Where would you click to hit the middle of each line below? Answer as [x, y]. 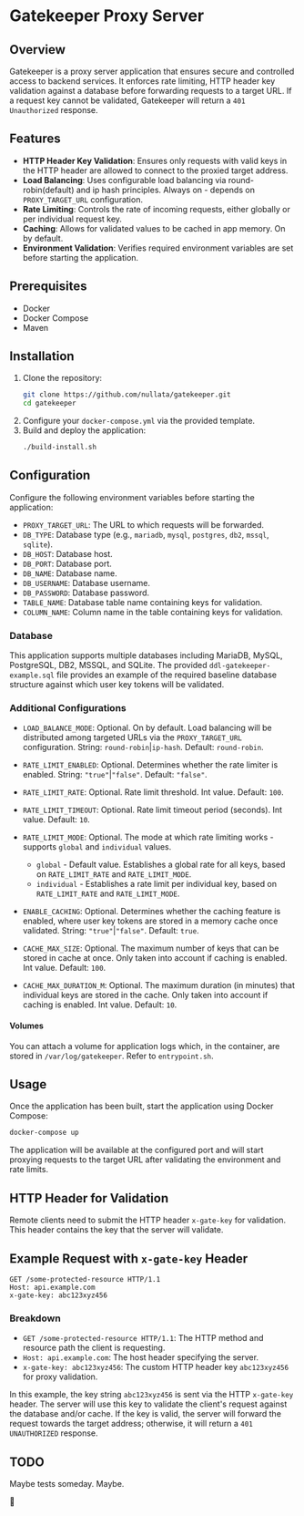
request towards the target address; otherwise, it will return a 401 [131, 1424]
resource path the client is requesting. [94, 1348]
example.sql [32, 675]
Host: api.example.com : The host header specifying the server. [141, 1357]
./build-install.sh [60, 448]
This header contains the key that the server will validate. [117, 1230]
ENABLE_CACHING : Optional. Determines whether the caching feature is [152, 912]
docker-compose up [44, 1133]
